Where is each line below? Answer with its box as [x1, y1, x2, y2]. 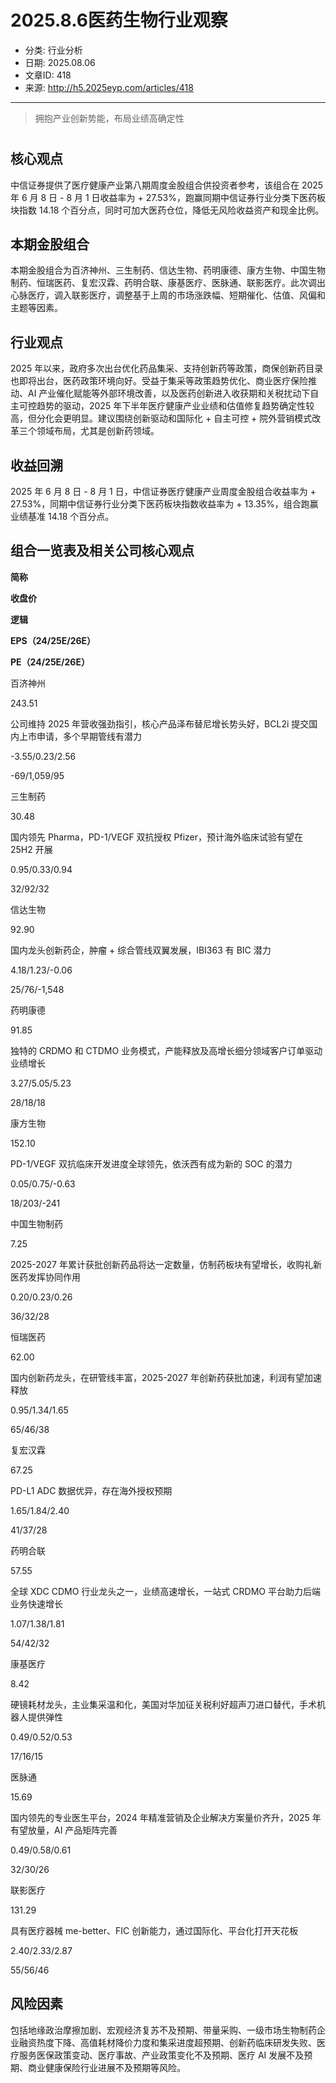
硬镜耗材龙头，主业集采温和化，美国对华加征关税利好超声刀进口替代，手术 [10, 1698, 317, 1710]
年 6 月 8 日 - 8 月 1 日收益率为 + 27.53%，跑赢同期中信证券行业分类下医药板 [10, 191, 326, 203]
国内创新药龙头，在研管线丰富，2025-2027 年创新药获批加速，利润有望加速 [10, 1371, 322, 1383]
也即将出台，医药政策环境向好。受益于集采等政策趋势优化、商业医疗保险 [10, 375, 308, 387]
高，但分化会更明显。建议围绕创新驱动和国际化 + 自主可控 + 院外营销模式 [10, 412, 313, 425]
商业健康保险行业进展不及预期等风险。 [27, 2061, 186, 2073]
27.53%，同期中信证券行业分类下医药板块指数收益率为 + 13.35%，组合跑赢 [10, 497, 319, 510]
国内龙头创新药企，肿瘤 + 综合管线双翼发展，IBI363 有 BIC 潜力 [10, 944, 272, 956]
